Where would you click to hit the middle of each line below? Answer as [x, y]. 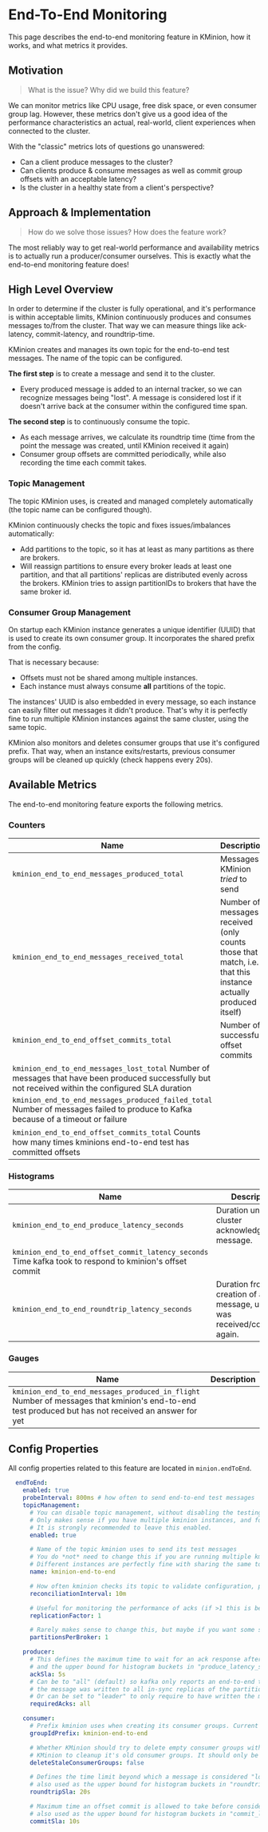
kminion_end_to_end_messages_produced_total [98, 874]
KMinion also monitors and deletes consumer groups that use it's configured [134, 743]
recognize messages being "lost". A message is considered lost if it [130, 398]
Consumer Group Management [70, 612]
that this [236, 972]
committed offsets [47, 1153]
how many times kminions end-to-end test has [101, 1142]
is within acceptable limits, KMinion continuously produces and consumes [130, 317]
